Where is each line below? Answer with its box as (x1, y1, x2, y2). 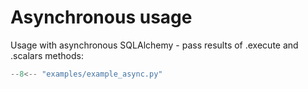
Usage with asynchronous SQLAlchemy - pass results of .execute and (10, 39, 299, 51)
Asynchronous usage (10, 6, 193, 29)
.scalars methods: (10, 49, 84, 61)
